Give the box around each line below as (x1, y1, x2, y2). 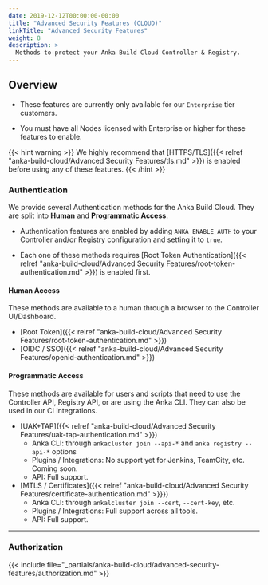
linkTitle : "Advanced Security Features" (8, 26, 148, 34)
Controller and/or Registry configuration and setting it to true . (19, 235, 223, 244)
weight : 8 (8, 34, 41, 42)
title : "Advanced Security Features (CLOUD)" (8, 19, 162, 27)
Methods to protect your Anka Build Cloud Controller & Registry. (15, 49, 241, 57)
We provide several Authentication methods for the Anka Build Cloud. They (8, 203, 255, 212)
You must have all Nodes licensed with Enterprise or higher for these (19, 123, 246, 132)
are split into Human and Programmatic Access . (8, 211, 169, 220)
